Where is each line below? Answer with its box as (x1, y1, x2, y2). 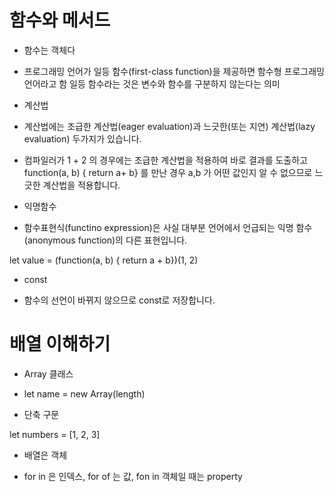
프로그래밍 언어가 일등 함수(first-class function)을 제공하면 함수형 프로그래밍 (23, 65, 325, 77)
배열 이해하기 (9, 333, 111, 356)
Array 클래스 (23, 367, 74, 380)
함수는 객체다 (23, 44, 76, 56)
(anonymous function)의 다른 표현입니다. (23, 234, 188, 246)
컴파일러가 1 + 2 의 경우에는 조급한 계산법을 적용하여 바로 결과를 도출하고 (23, 154, 309, 166)
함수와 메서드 (9, 9, 111, 32)
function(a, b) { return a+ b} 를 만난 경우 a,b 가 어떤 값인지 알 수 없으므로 (23, 166, 313, 178)
